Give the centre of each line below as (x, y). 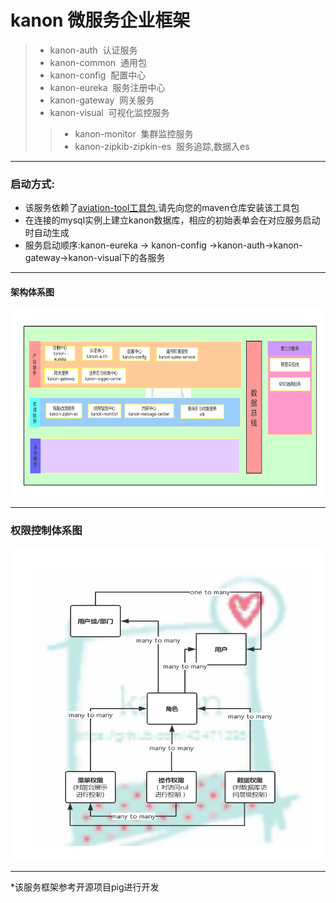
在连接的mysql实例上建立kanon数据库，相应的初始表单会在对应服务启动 (172, 220)
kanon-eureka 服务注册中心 (107, 87)
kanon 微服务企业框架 (100, 20)
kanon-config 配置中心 (98, 75)
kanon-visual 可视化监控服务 (109, 112)
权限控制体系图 (46, 531)
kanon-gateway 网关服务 (102, 100)
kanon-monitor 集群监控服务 (134, 133)
